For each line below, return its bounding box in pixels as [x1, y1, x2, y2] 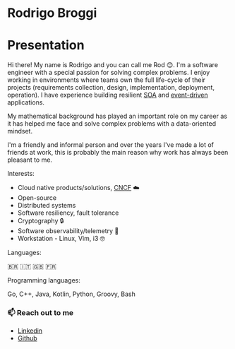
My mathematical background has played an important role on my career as [7, 112, 228, 121]
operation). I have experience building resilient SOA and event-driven [7, 90, 208, 100]
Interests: [7, 170, 35, 178]
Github [17, 334, 37, 343]
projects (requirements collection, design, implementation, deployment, [7, 83, 215, 92]
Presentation [7, 37, 85, 54]
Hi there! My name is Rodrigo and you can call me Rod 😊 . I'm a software [7, 61, 219, 69]
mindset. [7, 127, 33, 136]
